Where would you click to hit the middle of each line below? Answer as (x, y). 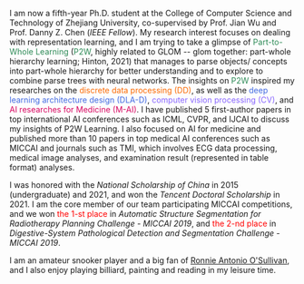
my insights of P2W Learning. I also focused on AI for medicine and (135, 129)
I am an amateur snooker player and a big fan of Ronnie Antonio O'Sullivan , (150, 260)
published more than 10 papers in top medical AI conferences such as (140, 138)
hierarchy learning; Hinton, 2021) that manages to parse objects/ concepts (148, 61)
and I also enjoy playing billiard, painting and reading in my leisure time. (143, 270)
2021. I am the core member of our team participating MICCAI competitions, (151, 204)
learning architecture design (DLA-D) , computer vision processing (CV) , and (152, 100)
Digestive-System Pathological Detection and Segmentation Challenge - (145, 233)
